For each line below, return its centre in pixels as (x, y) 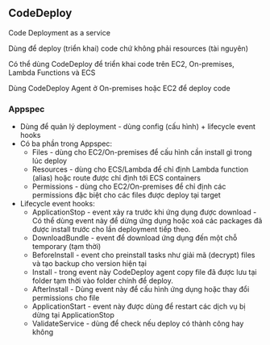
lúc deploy (49, 161)
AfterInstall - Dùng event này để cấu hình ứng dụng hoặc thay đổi (141, 289)
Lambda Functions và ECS (52, 73)
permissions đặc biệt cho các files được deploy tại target (127, 195)
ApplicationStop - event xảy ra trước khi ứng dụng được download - (144, 212)
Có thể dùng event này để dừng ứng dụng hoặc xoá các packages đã (147, 221)
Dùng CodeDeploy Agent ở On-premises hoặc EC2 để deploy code (120, 88)
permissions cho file (66, 298)
